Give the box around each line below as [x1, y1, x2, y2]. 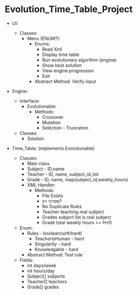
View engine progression [42, 67, 94, 74]
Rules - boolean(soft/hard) [27, 230, 83, 236]
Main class [27, 160, 50, 166]
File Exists [42, 192, 63, 199]
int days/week [27, 262, 56, 268]
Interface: [19, 97, 40, 104]
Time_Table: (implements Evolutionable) [12, 145, 95, 151]
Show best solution [42, 62, 82, 68]
